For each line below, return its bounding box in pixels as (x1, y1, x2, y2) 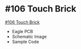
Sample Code (12, 38, 40, 44)
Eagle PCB (12, 28, 33, 34)
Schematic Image (12, 34, 47, 39)
